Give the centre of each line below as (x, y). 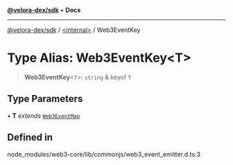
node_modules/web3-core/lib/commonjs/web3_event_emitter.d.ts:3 (104, 154)
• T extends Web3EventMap (44, 115)
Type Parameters (45, 99)
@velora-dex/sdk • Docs (44, 10)
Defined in (30, 138)
